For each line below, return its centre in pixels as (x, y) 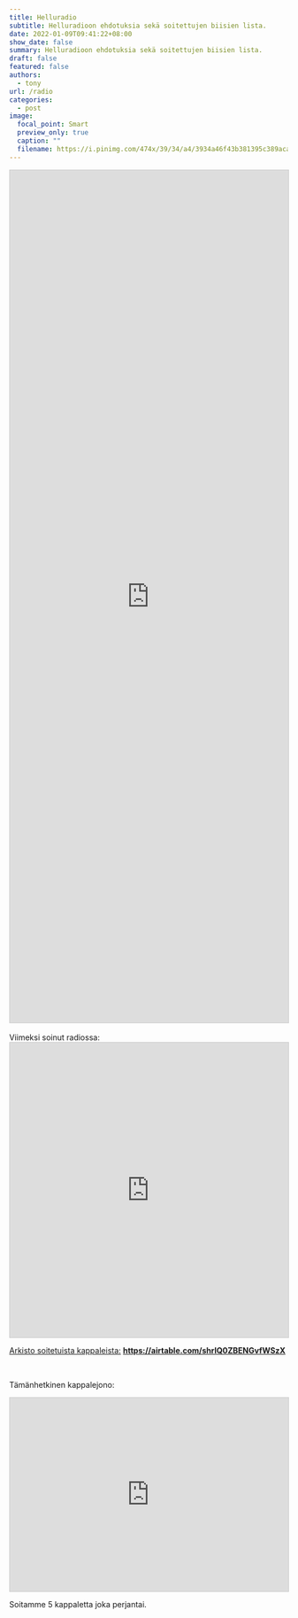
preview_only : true (53, 133)
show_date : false (41, 42)
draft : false (33, 58)
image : (21, 116)
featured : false (39, 67)
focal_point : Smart (53, 125)
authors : (25, 75)
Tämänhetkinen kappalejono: (62, 1384)
